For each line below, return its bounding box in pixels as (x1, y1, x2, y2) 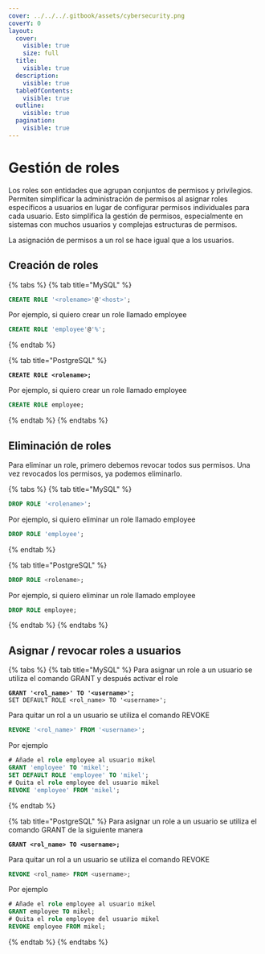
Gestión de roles (8, 159, 120, 177)
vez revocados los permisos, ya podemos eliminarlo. (8, 469, 182, 478)
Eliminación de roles (8, 439, 112, 452)
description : (15, 72, 59, 80)
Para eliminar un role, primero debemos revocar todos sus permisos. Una (8, 460, 251, 469)
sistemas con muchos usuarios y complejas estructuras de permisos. (8, 219, 238, 229)
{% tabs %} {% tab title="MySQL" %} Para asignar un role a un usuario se (8, 665, 253, 675)
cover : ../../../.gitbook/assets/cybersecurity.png (8, 11, 185, 20)
